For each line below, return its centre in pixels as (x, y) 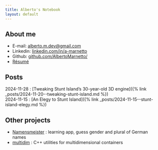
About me (20, 34)
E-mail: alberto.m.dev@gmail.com (47, 46)
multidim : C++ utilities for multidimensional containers (67, 142)
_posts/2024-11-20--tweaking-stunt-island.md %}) (57, 94)
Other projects (28, 120)
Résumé (20, 61)
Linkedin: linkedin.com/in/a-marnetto (50, 51)
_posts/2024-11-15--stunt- (126, 99)
